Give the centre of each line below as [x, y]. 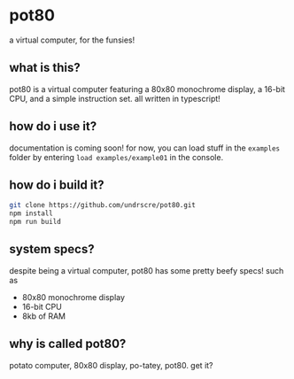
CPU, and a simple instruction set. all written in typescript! [115, 98]
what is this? [45, 68]
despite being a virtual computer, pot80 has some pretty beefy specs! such [147, 270]
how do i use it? [53, 126]
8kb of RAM [44, 316]
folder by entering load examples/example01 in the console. [116, 157]
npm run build [35, 222]
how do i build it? [57, 185]
